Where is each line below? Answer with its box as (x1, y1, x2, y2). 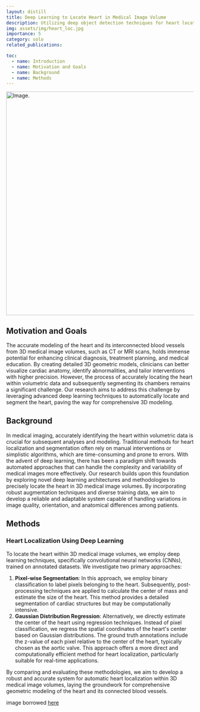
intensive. (14, 606, 39, 613)
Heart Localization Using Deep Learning (6, 537, 124, 545)
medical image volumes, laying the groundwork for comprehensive (6, 681, 170, 688)
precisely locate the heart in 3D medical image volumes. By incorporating (6, 482, 186, 490)
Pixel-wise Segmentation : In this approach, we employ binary (14, 574, 168, 581)
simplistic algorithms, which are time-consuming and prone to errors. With (6, 451, 189, 458)
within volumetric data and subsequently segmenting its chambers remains (6, 380, 190, 387)
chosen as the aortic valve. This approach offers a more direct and (14, 644, 179, 651)
